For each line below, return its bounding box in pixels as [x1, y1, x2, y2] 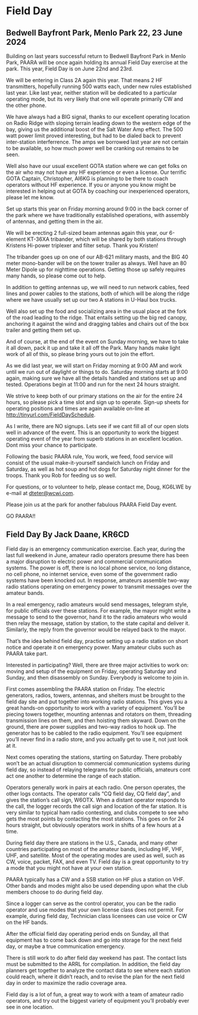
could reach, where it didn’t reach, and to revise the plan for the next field [6, 973, 184, 980]
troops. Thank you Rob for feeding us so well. [6, 472, 117, 479]
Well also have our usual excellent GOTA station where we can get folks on [6, 163, 187, 169]
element [6, 235, 26, 243]
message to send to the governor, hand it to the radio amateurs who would [6, 613, 187, 620]
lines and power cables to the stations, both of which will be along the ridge [6, 290, 190, 297]
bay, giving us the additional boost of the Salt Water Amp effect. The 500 [6, 126, 183, 132]
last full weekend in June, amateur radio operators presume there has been [6, 551, 189, 558]
